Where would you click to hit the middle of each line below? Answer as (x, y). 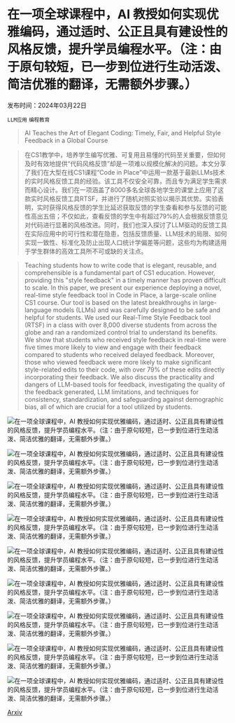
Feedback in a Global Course (66, 140)
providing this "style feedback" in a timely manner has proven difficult (125, 280)
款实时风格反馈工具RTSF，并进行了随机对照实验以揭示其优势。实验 (121, 198)
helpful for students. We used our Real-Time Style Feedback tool (117, 317)
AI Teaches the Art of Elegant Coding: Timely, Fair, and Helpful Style (123, 133)
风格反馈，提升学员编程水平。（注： (108, 49)
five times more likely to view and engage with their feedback (113, 347)
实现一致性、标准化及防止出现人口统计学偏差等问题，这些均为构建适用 (126, 242)
